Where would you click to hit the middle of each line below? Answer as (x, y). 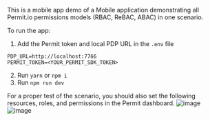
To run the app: (29, 31)
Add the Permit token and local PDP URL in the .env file (95, 44)
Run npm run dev (41, 82)
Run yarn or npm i (42, 75)
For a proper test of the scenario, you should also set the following (102, 96)
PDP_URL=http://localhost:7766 (52, 56)
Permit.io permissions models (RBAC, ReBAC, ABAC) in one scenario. (105, 17)
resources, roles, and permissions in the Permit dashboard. (91, 103)
